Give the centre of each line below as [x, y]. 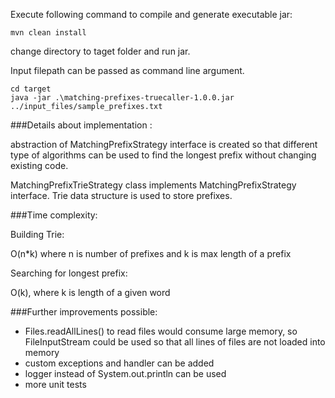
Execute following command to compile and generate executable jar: [151, 14]
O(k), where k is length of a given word [90, 292]
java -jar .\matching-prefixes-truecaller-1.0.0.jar [122, 98]
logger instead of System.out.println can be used [125, 373]
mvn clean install [48, 33]
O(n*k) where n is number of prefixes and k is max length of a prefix [151, 253]
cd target [31, 89]
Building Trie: [37, 234]
